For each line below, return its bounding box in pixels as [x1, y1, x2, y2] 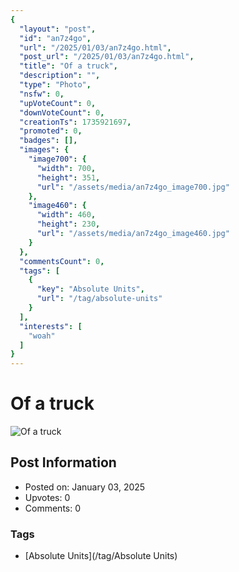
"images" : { [19, 145, 70, 155]
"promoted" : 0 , [19, 126, 83, 136]
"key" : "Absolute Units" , [36, 284, 145, 295]
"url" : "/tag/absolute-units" [36, 294, 163, 304]
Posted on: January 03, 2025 [24, 481, 146, 493]
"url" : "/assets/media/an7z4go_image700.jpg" [36, 182, 230, 192]
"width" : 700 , [36, 163, 97, 173]
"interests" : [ [19, 321, 83, 331]
